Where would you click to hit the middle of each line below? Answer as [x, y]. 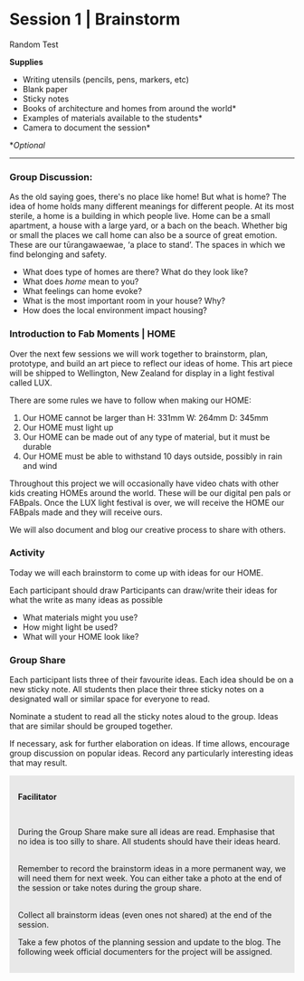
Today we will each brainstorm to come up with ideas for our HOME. [137, 572]
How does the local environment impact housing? [115, 310]
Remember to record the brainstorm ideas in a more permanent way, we [152, 869]
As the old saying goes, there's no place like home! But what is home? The [148, 197]
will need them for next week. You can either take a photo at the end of [150, 879]
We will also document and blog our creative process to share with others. [148, 529]
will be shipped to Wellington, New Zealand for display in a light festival [142, 373]
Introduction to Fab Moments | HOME [93, 334]
